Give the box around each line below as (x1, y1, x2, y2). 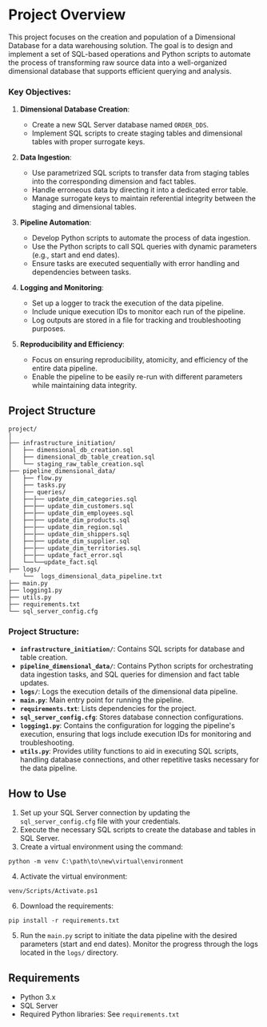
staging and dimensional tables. (31, 202, 137, 212)
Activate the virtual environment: (19, 871, 128, 881)
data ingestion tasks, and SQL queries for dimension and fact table (19, 669, 240, 679)
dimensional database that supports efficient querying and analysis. (8, 66, 232, 75)
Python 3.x (19, 992, 56, 1001)
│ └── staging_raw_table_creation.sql (8, 460, 145, 468)
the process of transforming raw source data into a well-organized (8, 58, 228, 67)
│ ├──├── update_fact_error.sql (8, 552, 124, 560)
